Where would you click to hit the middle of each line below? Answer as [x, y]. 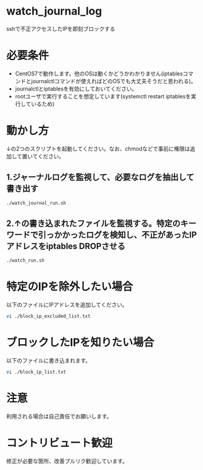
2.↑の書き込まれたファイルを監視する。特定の [93, 223]
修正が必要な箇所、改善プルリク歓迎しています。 [67, 461]
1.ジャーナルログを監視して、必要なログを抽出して [100, 177]
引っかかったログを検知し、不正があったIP [117, 235]
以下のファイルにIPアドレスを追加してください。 [67, 305]
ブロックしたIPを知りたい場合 [80, 343]
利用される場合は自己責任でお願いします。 [59, 416]
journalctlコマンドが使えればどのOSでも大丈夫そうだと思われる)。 [114, 81]
